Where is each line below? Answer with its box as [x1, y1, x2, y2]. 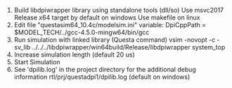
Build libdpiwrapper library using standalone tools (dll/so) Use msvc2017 [13, 6, 224, 14]
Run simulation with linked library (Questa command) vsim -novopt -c [13, 36, 216, 44]
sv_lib [13, 43, 31, 51]
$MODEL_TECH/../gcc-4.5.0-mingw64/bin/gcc [13, 28, 150, 36]
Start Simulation [13, 58, 61, 66]
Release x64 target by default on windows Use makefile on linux [13, 13, 200, 22]
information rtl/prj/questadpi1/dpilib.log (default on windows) [13, 73, 191, 81]
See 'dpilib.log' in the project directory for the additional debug [13, 66, 197, 73]
